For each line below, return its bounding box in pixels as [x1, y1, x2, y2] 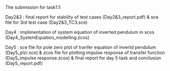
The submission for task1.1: [5, 5, 62, 10]
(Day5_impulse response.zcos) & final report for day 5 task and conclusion [5, 55, 161, 61]
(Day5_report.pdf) [5, 60, 43, 66]
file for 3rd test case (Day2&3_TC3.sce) [5, 20, 88, 25]
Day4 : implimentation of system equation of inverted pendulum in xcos [5, 29, 155, 35]
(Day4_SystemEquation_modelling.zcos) [5, 35, 90, 40]
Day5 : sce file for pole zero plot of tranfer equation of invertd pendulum [5, 44, 156, 50]
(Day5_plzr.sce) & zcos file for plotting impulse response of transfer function [5, 50, 165, 55]
